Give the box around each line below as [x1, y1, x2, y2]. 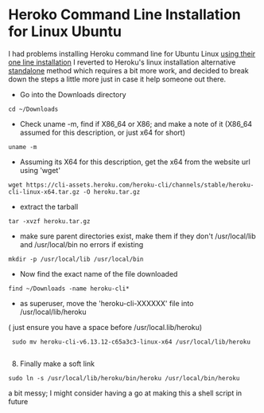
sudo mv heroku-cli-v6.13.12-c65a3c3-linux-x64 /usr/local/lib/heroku [11, 337, 250, 346]
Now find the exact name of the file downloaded [19, 269, 178, 278]
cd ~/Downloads [8, 105, 59, 113]
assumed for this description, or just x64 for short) [19, 128, 185, 137]
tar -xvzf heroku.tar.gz [8, 217, 91, 225]
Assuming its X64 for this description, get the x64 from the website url [19, 157, 250, 167]
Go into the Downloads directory [19, 89, 126, 99]
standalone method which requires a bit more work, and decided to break [8, 65, 249, 75]
